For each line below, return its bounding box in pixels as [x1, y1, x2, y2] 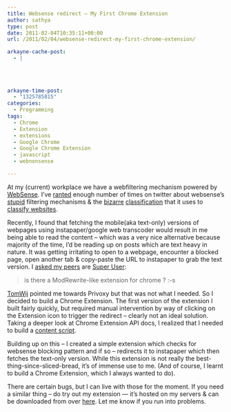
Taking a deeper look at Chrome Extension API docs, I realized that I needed [7, 319, 223, 327]
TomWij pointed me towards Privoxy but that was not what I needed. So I [7, 289, 214, 298]
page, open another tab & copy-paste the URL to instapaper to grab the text [7, 255, 223, 263]
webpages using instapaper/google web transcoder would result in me [7, 226, 208, 234]
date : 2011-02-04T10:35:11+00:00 [7, 29, 103, 37]
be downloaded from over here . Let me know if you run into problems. [7, 397, 206, 405]
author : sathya [7, 17, 51, 24]
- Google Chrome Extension [13, 145, 91, 152]
